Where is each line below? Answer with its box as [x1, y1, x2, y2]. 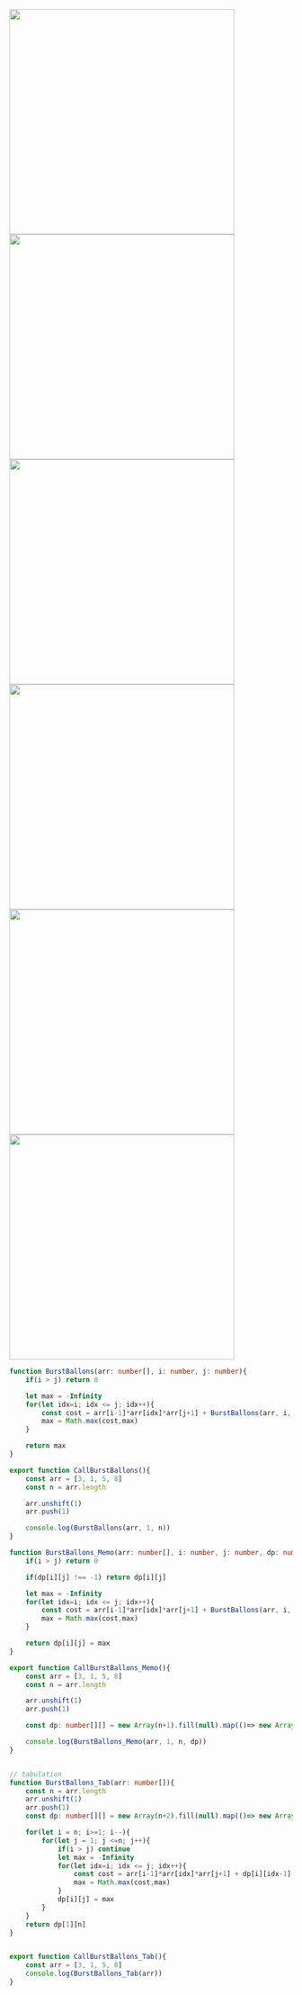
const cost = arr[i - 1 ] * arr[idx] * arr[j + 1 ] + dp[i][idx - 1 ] [73, 1870, 292, 1879]
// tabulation [9, 1769, 63, 1779]
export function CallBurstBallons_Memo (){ [9, 1663, 171, 1673]
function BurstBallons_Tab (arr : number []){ [9, 1778, 175, 1787]
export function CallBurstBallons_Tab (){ [9, 1953, 167, 1962]
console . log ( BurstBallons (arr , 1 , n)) [25, 1523, 171, 1533]
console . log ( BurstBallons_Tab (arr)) [25, 1969, 164, 1979]
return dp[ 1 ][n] [25, 1919, 87, 1929]
